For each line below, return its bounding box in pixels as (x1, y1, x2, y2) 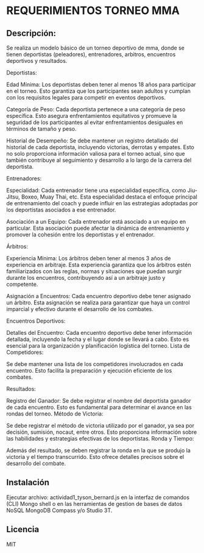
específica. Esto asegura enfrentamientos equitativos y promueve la (6, 112, 177, 119)
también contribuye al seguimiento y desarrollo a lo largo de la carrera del (6, 156, 192, 164)
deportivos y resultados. (6, 57, 68, 64)
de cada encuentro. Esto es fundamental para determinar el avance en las (6, 404, 192, 411)
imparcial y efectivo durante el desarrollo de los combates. (6, 306, 153, 312)
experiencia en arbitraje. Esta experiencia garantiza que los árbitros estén (6, 261, 191, 268)
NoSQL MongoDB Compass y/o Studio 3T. (6, 507, 113, 514)
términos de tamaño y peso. (6, 125, 77, 132)
